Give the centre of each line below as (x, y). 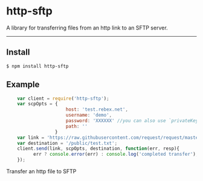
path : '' (76, 126)
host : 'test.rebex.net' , (97, 109)
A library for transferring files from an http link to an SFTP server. (87, 28)
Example (23, 84)
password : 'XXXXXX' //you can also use (116, 121)
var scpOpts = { (38, 104)
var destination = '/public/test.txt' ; (67, 143)
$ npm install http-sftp (37, 66)
